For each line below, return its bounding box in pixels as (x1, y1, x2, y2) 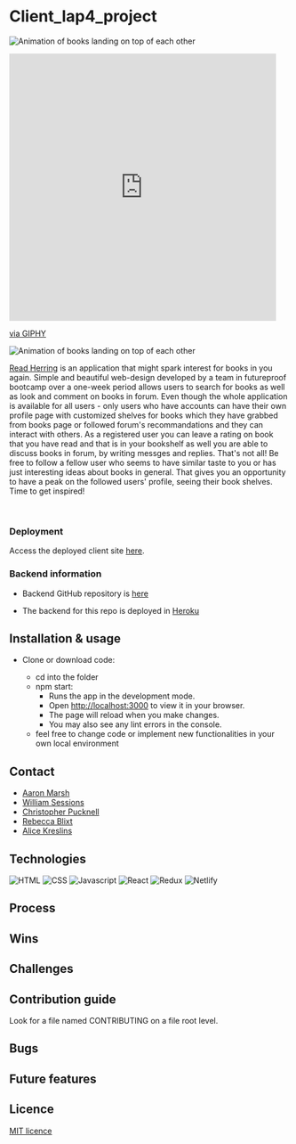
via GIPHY (9, 328, 47, 339)
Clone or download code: (21, 655, 116, 666)
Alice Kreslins (21, 826, 73, 837)
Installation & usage (9, 631, 122, 646)
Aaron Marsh (21, 788, 70, 798)
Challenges (9, 961, 74, 976)
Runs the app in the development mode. (48, 690, 196, 701)
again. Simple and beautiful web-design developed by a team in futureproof (9, 372, 287, 382)
